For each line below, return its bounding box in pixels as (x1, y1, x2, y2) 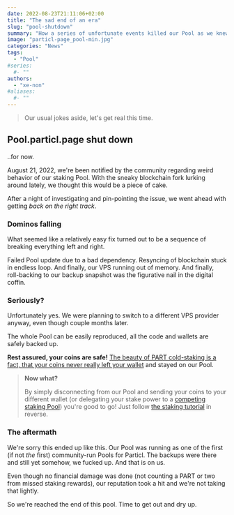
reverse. (24, 410, 49, 419)
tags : (7, 50, 23, 57)
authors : (7, 75, 33, 82)
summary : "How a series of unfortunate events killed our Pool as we (7, 29, 214, 37)
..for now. (7, 152, 35, 161)
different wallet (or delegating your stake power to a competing (24, 395, 206, 403)
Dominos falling (7, 219, 61, 229)
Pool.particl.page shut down (7, 134, 134, 146)
